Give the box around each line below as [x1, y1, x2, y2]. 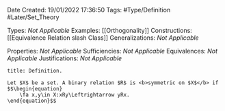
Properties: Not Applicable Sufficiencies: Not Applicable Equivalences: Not [7, 47, 217, 55]
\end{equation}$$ [7, 97, 57, 104]
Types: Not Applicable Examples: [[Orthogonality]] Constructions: [7, 27, 193, 34]
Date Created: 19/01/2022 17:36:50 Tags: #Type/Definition [7, 6, 171, 14]
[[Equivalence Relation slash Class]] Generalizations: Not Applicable [7, 34, 200, 42]
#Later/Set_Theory [7, 13, 59, 21]
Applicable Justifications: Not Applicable [7, 54, 122, 62]
